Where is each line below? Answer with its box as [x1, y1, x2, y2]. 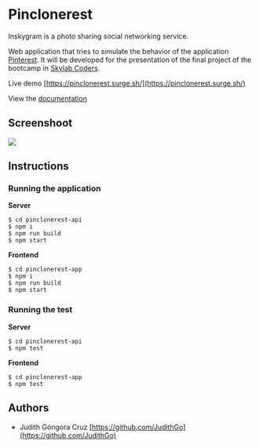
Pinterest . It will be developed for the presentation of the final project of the [8, 55, 252, 64]
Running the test [8, 304, 73, 315]
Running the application [8, 183, 101, 194]
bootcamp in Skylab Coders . [8, 63, 100, 72]
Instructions [8, 159, 69, 173]
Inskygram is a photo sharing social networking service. [8, 31, 189, 41]
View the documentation [8, 93, 88, 103]
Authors [8, 402, 49, 415]
